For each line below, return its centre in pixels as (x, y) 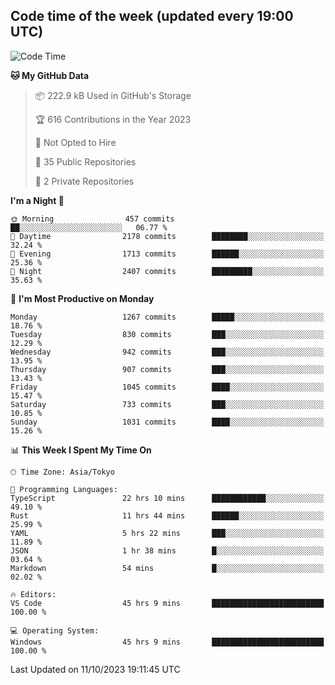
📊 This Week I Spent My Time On (81, 450)
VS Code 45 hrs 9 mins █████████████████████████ (167, 603)
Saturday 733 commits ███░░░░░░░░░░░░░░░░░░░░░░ (167, 404)
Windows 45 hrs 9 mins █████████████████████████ (167, 642)
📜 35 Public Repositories (85, 161)
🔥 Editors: (33, 594)
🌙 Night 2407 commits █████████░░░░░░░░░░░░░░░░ (167, 271)
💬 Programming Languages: (64, 489)
